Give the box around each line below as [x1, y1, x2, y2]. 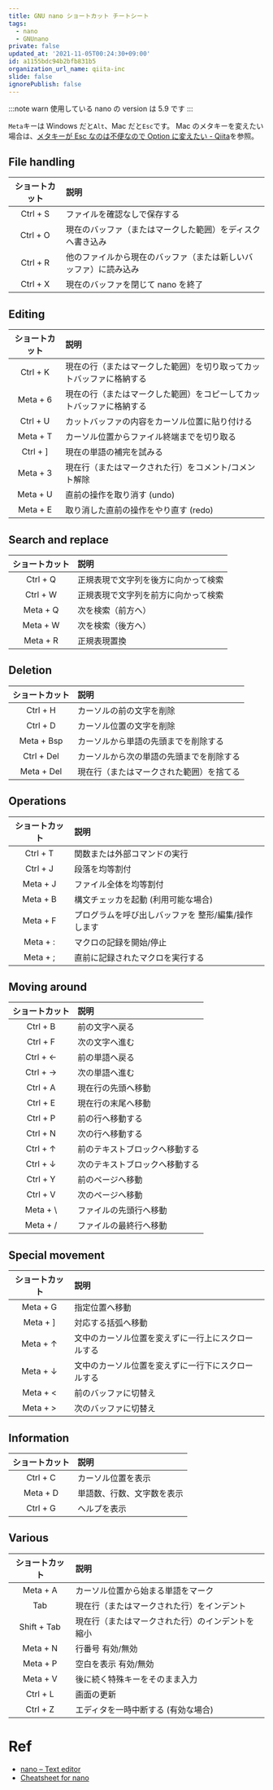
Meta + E [17, 504, 53, 516]
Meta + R [24, 635, 58, 646]
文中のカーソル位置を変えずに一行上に [74, 1333, 221, 1344]
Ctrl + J [25, 863, 54, 874]
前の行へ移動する [77, 1113, 144, 1124]
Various [8, 1531, 49, 1545]
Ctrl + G [26, 1502, 56, 1514]
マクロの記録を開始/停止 [74, 936, 167, 948]
